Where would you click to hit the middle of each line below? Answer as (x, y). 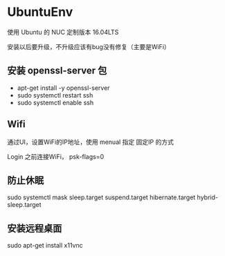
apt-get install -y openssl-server (63, 88)
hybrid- (208, 197)
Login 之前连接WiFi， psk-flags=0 (56, 156)
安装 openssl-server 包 (57, 71)
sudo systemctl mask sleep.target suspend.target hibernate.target (101, 197)
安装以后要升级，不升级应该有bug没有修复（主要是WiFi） (89, 46)
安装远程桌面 (35, 228)
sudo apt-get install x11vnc (45, 246)
